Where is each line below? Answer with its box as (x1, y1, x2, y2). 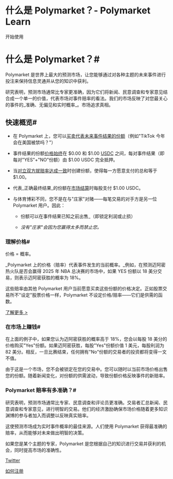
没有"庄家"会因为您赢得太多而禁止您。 (20, 224, 102, 230)
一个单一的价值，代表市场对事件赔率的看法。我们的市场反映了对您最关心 (14, 95, 168, 101)
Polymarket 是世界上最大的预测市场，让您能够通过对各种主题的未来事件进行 (5, 71, 166, 78)
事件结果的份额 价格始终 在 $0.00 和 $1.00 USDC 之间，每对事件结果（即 (12, 150, 165, 156)
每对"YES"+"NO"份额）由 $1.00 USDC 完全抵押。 (12, 156, 118, 162)
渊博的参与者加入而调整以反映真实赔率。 (5, 412, 91, 418)
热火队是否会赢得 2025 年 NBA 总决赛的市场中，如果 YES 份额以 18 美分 (5, 268, 158, 274)
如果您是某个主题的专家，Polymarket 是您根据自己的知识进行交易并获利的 (5, 440, 162, 447)
